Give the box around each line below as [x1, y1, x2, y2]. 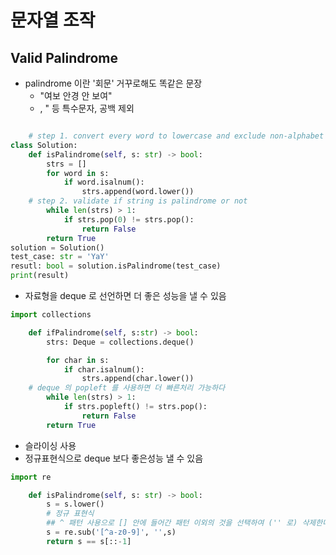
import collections [10, 310, 92, 320]
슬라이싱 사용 [24, 439, 77, 451]
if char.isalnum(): [63, 364, 145, 375]
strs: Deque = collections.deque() [46, 337, 195, 347]
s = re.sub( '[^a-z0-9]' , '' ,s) [46, 527, 177, 537]
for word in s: [46, 168, 110, 178]
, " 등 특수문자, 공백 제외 [39, 102, 135, 114]
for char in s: [46, 355, 110, 365]
